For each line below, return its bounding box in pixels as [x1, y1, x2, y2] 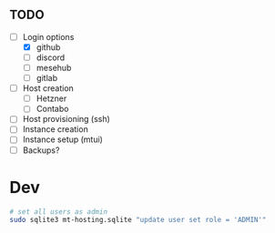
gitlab [36, 73, 57, 84]
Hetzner [36, 93, 67, 104]
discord [36, 52, 66, 63]
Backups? [22, 145, 60, 156]
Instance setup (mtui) [22, 134, 103, 145]
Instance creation [22, 124, 88, 135]
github [36, 41, 61, 53]
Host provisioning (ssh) [22, 114, 111, 125]
